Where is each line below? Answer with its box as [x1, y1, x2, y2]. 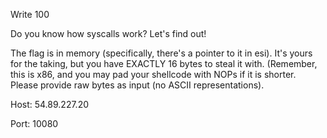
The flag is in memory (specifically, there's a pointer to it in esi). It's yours [10, 47, 313, 59]
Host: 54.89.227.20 [10, 99, 90, 110]
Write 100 [10, 9, 50, 20]
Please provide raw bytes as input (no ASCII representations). [10, 79, 265, 91]
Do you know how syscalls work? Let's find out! [10, 28, 207, 39]
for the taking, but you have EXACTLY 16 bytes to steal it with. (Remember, [10, 58, 318, 69]
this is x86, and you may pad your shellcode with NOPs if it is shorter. [10, 69, 297, 80]
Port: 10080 [10, 118, 59, 129]
